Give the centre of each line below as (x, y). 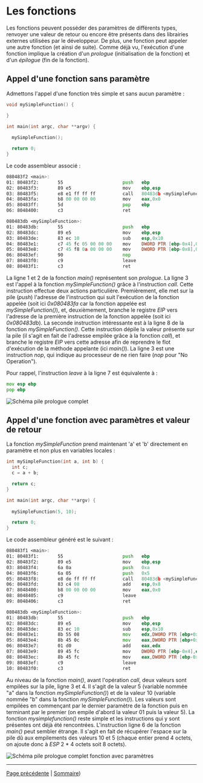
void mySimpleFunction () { (40, 105)
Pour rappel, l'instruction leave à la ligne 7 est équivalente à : (82, 373)
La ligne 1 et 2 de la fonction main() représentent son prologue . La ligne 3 (97, 278)
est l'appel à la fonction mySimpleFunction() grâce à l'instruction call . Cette (100, 284)
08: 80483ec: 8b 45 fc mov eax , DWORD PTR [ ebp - (100, 657)
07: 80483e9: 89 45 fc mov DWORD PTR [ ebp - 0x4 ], (101, 652)
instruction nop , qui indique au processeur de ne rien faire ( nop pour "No (97, 355)
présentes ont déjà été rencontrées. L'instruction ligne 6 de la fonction (94, 725)
